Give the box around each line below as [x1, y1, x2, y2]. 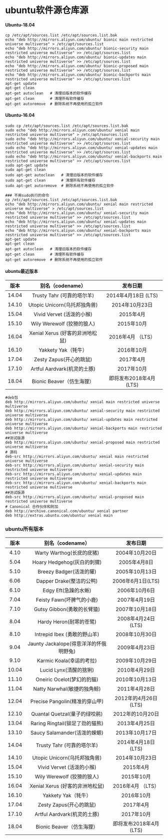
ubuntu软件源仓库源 [5, 5, 88, 16]
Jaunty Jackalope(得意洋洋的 [27, 640, 96, 647]
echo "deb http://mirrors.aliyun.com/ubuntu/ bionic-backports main [5, 72, 151, 78]
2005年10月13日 [115, 568, 157, 575]
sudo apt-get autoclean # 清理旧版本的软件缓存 [5, 173, 103, 178]
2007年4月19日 [117, 596, 155, 603]
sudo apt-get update [5, 162, 48, 168]
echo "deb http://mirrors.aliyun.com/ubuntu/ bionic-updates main [5, 55, 146, 60]
